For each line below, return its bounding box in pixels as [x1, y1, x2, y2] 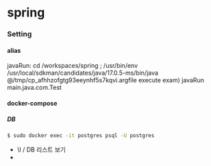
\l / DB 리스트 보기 [16, 145, 66, 154]
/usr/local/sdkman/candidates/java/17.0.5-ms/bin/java [7, 69, 159, 77]
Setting [7, 29, 32, 39]
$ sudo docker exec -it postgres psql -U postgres [7, 132, 155, 139]
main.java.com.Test [7, 84, 62, 92]
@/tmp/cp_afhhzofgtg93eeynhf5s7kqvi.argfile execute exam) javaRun [7, 76, 204, 84]
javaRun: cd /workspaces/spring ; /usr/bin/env [7, 62, 138, 70]
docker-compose [7, 99, 58, 107]
